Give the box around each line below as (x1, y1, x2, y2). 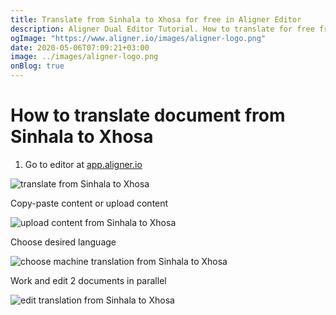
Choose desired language (10, 236, 117, 248)
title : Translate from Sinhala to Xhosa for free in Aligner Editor (10, 14, 302, 25)
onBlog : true (10, 61, 65, 71)
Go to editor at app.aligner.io (24, 158, 143, 170)
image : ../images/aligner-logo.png (10, 52, 159, 62)
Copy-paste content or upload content (10, 197, 169, 209)
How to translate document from (10, 104, 286, 127)
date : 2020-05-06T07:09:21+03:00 (10, 42, 150, 53)
